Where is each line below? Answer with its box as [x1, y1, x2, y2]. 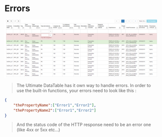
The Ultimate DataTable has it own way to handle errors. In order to [16, 82, 151, 88]
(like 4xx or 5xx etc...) [16, 127, 60, 133]
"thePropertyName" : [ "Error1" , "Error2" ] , [13, 103, 96, 107]
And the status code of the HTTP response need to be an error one [16, 122, 151, 128]
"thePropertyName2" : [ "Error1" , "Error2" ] [13, 108, 96, 113]
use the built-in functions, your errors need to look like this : [16, 87, 137, 93]
